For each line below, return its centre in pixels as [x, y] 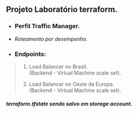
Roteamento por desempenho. [51, 39]
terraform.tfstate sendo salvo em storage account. [69, 104]
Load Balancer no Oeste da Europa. [72, 84]
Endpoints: [30, 54]
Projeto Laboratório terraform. [62, 10]
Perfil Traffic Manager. [47, 26]
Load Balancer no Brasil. [58, 66]
